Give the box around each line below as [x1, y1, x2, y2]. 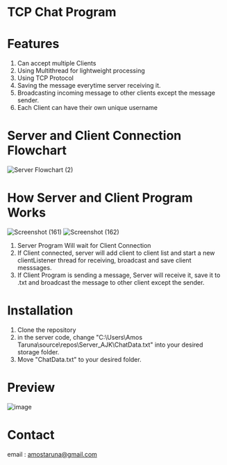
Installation [7, 303, 74, 319]
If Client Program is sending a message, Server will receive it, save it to [17, 271, 221, 279]
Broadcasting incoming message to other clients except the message [17, 88, 215, 97]
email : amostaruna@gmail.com [7, 450, 97, 458]
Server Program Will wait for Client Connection [17, 242, 151, 249]
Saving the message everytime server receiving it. [17, 81, 161, 90]
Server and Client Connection [7, 128, 182, 143]
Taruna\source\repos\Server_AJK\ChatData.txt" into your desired [17, 340, 203, 349]
